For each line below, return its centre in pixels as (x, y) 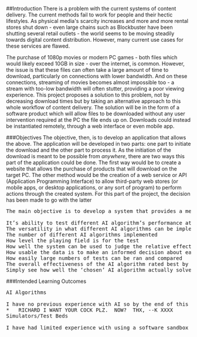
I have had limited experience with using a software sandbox (97, 328)
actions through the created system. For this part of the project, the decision (98, 194)
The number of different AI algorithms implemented (82, 235)
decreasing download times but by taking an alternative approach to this (94, 101)
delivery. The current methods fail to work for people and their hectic (89, 15)
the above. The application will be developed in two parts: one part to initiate (98, 144)
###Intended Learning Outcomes (46, 281)
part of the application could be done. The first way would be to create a (94, 162)
